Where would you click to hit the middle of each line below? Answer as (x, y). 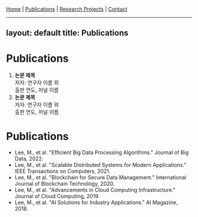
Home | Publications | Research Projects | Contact (67, 9)
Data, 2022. (29, 159)
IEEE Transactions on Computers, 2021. (62, 171)
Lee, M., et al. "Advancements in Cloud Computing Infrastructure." (95, 190)
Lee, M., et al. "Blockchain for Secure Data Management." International (100, 178)
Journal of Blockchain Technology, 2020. (65, 184)
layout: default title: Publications (67, 33)
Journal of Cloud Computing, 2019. (57, 196)
